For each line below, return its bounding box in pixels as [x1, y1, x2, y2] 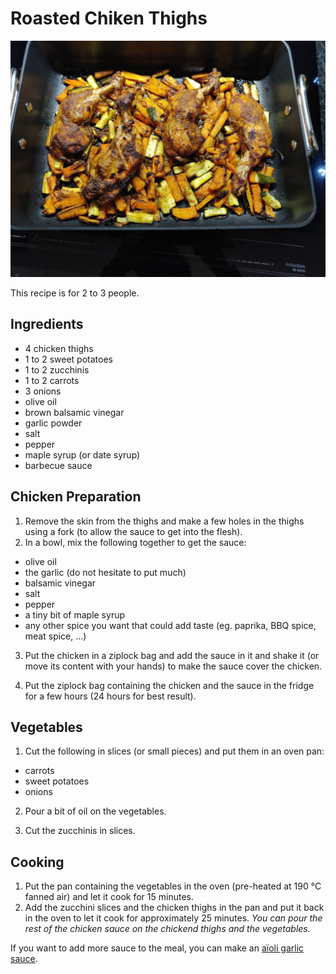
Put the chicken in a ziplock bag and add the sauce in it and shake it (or [24, 649, 320, 661]
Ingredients [10, 316, 84, 333]
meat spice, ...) [24, 630, 87, 642]
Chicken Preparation [10, 488, 142, 506]
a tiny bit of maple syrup [24, 608, 125, 621]
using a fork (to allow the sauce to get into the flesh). [24, 525, 243, 537]
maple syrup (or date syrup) [24, 448, 141, 461]
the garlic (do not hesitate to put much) [24, 566, 187, 578]
